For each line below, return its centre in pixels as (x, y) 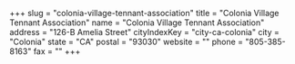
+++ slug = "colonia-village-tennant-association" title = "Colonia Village (144, 13)
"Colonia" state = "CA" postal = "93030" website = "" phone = (127, 41)
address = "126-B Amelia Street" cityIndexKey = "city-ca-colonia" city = (144, 32)
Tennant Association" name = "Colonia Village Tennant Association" (137, 23)
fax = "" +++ (57, 51)
